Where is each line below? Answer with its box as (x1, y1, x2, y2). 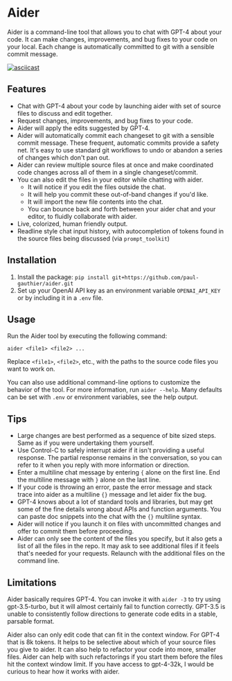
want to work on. (7, 365, 55, 373)
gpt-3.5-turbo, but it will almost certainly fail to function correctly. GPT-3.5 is (7, 603, 226, 610)
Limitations (7, 576, 57, 588)
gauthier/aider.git (17, 280, 74, 287)
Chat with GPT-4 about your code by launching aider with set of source (17, 102, 222, 110)
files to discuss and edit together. (17, 109, 113, 117)
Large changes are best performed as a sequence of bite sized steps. (17, 432, 217, 440)
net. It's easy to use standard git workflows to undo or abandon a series (17, 145, 223, 154)
